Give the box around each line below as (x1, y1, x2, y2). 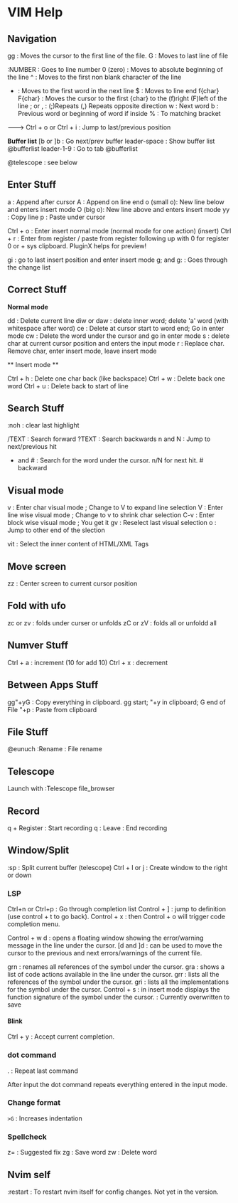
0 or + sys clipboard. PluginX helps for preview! (7, 241, 147, 250)
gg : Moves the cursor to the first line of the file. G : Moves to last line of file (7, 51, 229, 60)
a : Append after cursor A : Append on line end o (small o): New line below (7, 197, 225, 206)
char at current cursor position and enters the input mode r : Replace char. (7, 339, 225, 347)
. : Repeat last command (7, 1066, 78, 1075)
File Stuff (7, 726, 48, 738)
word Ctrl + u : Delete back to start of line (7, 381, 129, 390)
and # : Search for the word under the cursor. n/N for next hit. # (17, 456, 204, 465)
